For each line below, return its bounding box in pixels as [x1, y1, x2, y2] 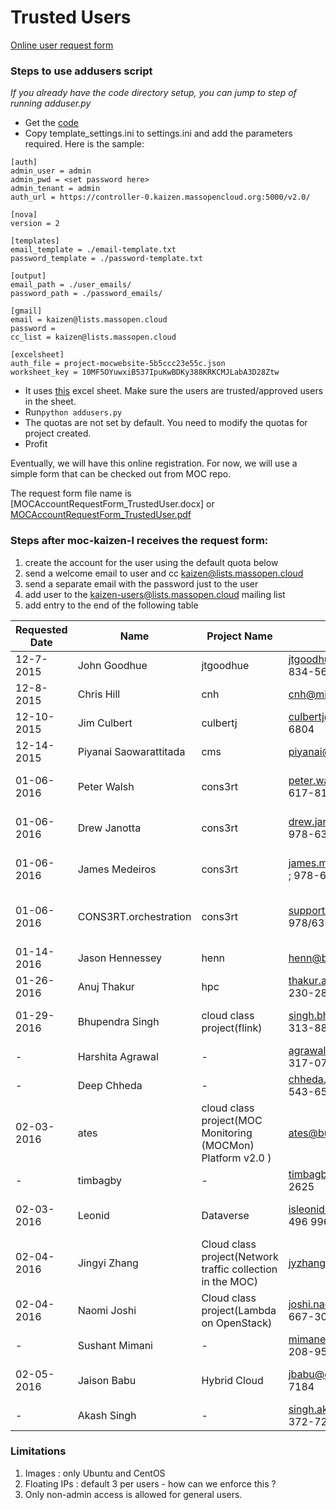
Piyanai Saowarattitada [77, 744, 186, 758]
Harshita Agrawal [77, 1049, 159, 1063]
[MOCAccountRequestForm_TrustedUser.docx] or [10, 498, 215, 510]
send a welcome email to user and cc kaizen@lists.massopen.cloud [24, 567, 304, 579]
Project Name [206, 629, 273, 643]
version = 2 [10, 219, 60, 229]
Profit [24, 438, 48, 450]
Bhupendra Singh [77, 1014, 160, 1028]
